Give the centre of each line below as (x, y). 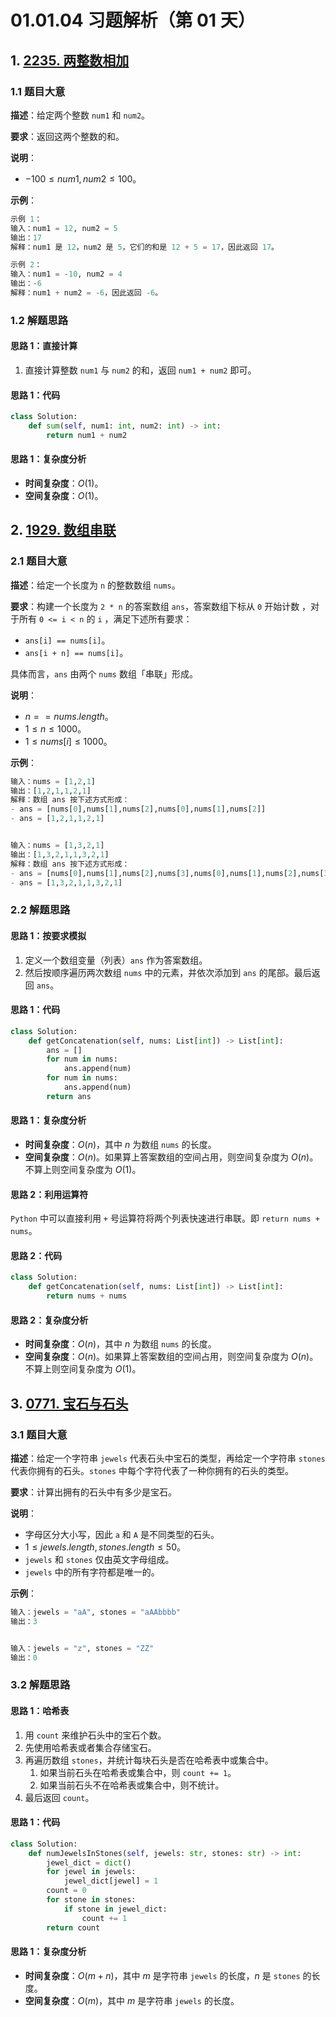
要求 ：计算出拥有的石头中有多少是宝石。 (93, 1492)
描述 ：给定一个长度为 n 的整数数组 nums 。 (95, 585)
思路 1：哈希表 (40, 1710)
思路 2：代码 (36, 1255)
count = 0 (66, 1891)
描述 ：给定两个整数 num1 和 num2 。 (80, 115)
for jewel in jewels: (91, 1872)
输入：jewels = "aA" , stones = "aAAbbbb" (95, 1612)
